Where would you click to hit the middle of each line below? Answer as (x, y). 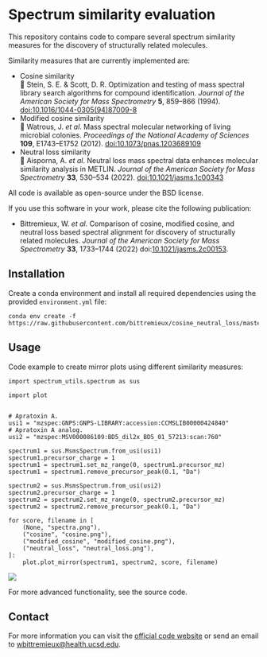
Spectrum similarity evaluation (112, 15)
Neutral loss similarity (55, 152)
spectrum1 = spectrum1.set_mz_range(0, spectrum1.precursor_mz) (117, 465)
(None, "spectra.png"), (62, 527)
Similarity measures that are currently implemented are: (99, 60)
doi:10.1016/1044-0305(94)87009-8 (78, 110)
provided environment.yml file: (58, 301)
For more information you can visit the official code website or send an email (133, 636)
